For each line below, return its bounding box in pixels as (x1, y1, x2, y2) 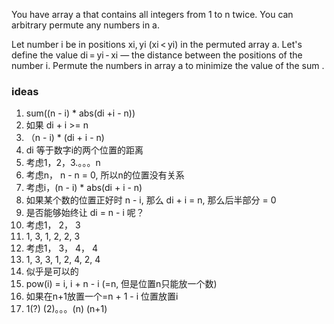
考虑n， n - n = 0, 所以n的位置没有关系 (25, 169, 185, 181)
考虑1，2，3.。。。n (25, 157, 101, 169)
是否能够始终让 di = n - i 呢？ (25, 207, 145, 219)
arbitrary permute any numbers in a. (11, 19, 161, 31)
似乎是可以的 (25, 265, 79, 278)
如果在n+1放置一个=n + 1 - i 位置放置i (25, 290, 179, 303)
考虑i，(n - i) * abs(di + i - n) (25, 182, 143, 194)
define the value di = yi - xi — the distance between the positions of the (11, 49, 303, 61)
